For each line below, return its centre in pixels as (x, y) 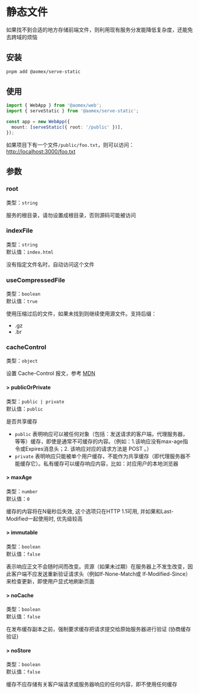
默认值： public (25, 409)
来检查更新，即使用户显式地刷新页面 (50, 581)
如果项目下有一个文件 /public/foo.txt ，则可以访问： (70, 145)
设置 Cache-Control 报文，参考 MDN (51, 373)
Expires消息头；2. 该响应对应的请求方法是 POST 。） (89, 448)
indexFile (20, 230)
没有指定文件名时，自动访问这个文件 (50, 264)
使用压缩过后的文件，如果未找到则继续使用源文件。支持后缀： (81, 314)
